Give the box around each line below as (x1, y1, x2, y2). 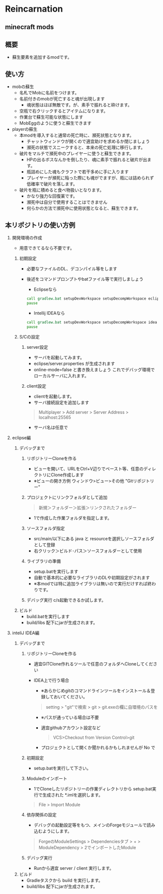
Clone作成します (50, 472, 84, 478)
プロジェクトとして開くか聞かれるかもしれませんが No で (41, 744, 155, 750)
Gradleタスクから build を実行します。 (26, 877, 103, 883)
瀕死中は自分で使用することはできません (26, 199, 108, 205)
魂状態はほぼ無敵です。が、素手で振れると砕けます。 (26, 102, 132, 108)
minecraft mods (5, 23, 54, 31)
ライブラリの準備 (26, 558, 61, 564)
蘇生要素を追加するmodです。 (12, 54, 72, 60)
